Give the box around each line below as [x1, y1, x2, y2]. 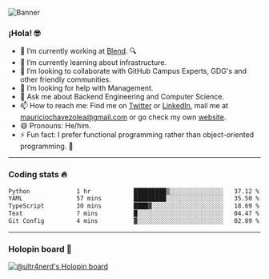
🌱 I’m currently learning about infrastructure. [19, 58, 167, 67]
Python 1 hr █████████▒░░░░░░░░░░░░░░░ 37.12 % [8, 187, 260, 196]
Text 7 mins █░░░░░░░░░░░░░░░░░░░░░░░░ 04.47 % [8, 209, 260, 218]
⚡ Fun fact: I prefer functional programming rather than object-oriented [19, 130, 255, 139]
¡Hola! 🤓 [8, 27, 41, 38]
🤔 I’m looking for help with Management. [19, 83, 154, 93]
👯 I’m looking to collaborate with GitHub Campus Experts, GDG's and [19, 67, 247, 76]
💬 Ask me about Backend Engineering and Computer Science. [19, 92, 224, 102]
